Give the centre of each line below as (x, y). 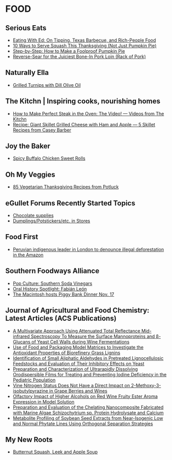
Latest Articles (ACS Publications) (61, 319)
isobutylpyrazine (30, 391)
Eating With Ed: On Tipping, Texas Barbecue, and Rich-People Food (84, 40)
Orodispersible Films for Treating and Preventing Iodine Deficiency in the (90, 374)
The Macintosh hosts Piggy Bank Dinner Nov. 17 (63, 294)
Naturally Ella (27, 73)
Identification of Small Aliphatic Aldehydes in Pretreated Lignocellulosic (88, 358)
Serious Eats (26, 28)
